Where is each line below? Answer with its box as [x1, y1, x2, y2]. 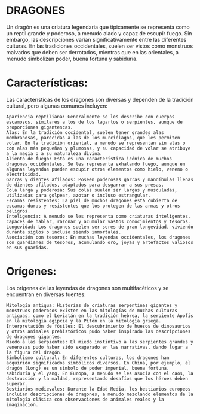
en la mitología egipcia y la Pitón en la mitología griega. [6, 318, 162, 324]
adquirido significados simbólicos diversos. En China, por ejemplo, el [6, 360, 191, 366]
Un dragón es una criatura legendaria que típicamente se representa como [6, 23, 190, 31]
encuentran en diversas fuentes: [6, 291, 86, 298]
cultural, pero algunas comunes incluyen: [6, 102, 107, 109]
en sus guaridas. [6, 245, 50, 251]
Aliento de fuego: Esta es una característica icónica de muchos [6, 156, 172, 162]
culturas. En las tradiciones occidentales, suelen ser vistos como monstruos [6, 42, 193, 50]
